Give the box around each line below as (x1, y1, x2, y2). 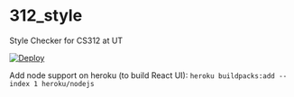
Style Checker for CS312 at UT (9, 35, 124, 46)
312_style (9, 5, 83, 26)
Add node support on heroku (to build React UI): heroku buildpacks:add (9, 69, 275, 81)
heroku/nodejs (41, 79, 95, 88)
